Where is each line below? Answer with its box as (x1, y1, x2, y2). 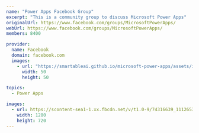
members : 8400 (6, 31, 41, 37)
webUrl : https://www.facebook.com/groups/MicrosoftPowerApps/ (6, 25, 163, 31)
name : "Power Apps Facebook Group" (6, 8, 94, 15)
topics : (6, 85, 25, 91)
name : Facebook (11, 47, 49, 53)
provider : (6, 41, 31, 47)
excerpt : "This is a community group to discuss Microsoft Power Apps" (6, 14, 187, 20)
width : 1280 (17, 112, 46, 118)
